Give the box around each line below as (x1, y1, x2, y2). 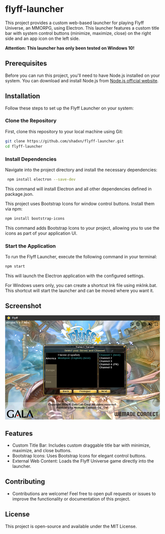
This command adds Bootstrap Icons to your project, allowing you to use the (5, 225, 160, 231)
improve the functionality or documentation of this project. (12, 496, 131, 501)
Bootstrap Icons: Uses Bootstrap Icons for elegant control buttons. (12, 453, 146, 459)
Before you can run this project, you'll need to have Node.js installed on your (5, 72, 160, 78)
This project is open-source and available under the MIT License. (5, 523, 137, 529)
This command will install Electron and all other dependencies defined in (5, 186, 152, 192)
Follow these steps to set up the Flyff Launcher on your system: (5, 105, 134, 111)
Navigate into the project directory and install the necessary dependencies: (5, 167, 158, 173)
